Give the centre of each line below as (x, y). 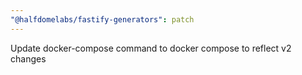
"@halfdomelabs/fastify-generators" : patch (102, 19)
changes (28, 58)
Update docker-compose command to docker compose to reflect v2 (151, 48)
